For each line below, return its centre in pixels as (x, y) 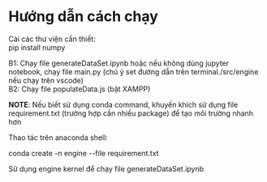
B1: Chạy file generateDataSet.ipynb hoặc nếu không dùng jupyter (119, 63)
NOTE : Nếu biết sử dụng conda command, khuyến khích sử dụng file (123, 104)
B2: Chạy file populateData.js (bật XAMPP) (80, 89)
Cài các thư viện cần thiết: (52, 39)
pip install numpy (37, 47)
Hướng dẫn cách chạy (83, 17)
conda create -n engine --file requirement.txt (84, 153)
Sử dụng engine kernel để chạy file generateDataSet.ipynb (106, 168)
